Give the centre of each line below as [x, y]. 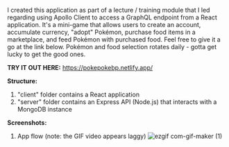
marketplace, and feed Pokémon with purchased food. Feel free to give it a [114, 40]
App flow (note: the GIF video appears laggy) [82, 136]
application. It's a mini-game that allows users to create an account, [104, 25]
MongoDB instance [45, 109]
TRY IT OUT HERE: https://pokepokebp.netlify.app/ [80, 68]
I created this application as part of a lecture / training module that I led [109, 10]
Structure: [23, 81]
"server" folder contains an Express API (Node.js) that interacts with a [117, 102]
